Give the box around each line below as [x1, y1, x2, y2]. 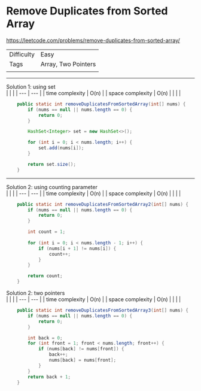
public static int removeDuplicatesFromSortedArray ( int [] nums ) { [17, 101, 186, 107]
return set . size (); [28, 161, 77, 167]
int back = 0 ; [28, 335, 63, 341]
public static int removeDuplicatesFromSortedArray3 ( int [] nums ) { [17, 307, 188, 314]
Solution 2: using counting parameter [6, 183, 98, 190]
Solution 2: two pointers [6, 289, 65, 297]
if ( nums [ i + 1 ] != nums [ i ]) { [38, 245, 117, 251]
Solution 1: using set [6, 83, 56, 90]
